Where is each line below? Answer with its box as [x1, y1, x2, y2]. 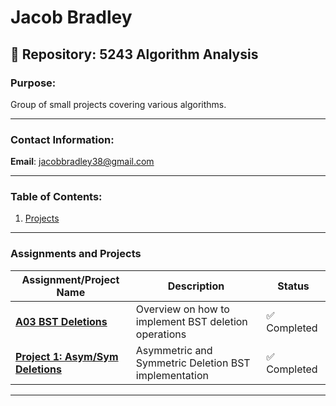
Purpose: [10, 76, 57, 90]
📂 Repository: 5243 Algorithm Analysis [10, 46, 259, 63]
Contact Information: [10, 132, 115, 146]
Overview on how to [135, 302, 230, 316]
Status [277, 279, 310, 293]
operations [135, 327, 187, 341]
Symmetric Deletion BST [135, 356, 251, 370]
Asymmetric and [135, 343, 213, 357]
